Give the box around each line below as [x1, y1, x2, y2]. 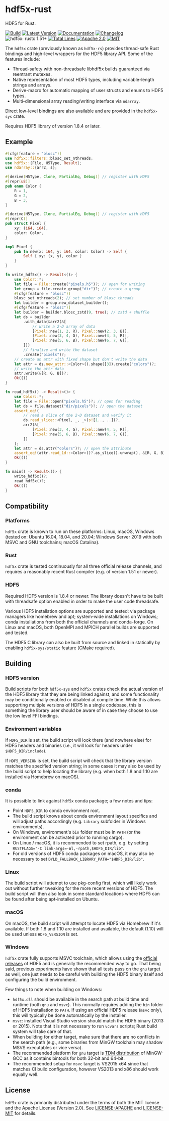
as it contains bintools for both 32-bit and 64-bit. [23, 1055, 125, 1061]
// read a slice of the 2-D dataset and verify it [23, 413, 132, 418]
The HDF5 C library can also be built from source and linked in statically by [5, 639, 160, 645]
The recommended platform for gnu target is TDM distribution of [12, 1050, 145, 1056]
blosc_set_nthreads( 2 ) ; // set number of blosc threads [14, 296, 134, 301]
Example [5, 138, 33, 146]
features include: [5, 56, 40, 62]
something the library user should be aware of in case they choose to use [5, 707, 158, 713]
